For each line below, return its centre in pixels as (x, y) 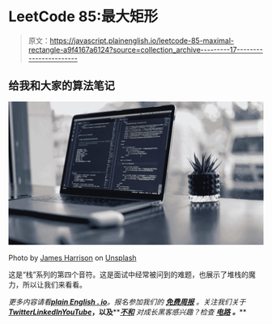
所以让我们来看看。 (54, 285)
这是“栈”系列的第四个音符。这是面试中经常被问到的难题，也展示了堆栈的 (129, 275)
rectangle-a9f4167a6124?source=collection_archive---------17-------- (145, 49)
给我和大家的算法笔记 (62, 86)
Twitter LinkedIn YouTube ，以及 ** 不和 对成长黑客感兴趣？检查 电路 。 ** (127, 312)
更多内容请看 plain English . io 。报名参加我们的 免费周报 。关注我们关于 (127, 302)
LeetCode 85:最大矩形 (83, 17)
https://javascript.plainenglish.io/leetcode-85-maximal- (142, 40)
